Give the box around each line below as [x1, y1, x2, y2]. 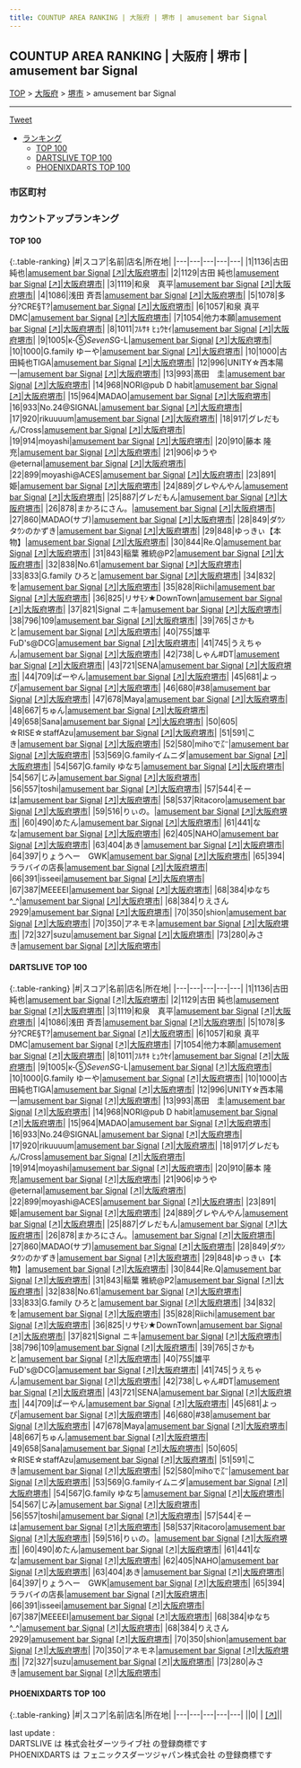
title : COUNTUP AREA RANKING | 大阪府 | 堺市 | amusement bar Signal [9, 13, 268, 22]
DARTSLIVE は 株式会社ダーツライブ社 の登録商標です [9, 1737, 208, 1748]
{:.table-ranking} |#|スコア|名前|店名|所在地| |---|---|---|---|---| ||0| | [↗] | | [9, 1709, 283, 1720]
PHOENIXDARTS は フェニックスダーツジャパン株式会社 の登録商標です [9, 1749, 273, 1760]
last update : [9, 1727, 56, 1737]
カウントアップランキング [9, 213, 119, 225]
